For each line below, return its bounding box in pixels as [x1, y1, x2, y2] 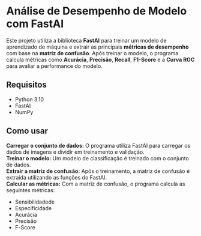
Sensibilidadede [14, 198, 55, 205]
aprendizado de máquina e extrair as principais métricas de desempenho [6, 43, 189, 50]
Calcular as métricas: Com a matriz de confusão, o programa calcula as [6, 180, 185, 187]
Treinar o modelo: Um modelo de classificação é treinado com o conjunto [6, 154, 189, 162]
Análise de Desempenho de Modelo [6, 4, 187, 18]
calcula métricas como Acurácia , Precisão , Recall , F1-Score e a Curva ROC [6, 56, 195, 63]
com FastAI [6, 17, 64, 31]
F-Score [14, 223, 36, 231]
